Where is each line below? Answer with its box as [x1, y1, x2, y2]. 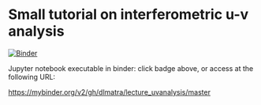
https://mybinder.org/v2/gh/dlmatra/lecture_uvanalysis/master [8, 87, 211, 96]
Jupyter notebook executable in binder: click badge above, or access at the [8, 63, 254, 73]
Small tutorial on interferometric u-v [8, 6, 249, 24]
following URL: [8, 72, 56, 81]
